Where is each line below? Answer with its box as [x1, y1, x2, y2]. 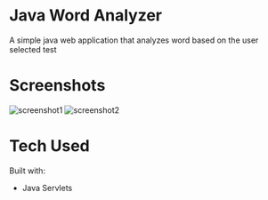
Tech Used [9, 136, 91, 156]
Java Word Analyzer [9, 5, 163, 26]
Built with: [9, 165, 46, 176]
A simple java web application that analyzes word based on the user [9, 35, 259, 45]
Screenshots [9, 76, 106, 96]
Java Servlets [21, 182, 73, 193]
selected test [9, 44, 57, 54]
